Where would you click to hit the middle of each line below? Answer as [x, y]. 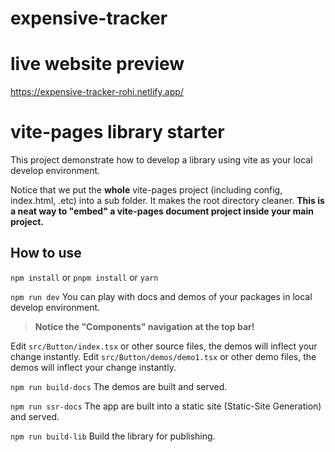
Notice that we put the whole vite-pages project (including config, [146, 190]
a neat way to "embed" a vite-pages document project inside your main [162, 211]
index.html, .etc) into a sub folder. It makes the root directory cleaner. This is [167, 201]
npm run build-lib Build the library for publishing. [113, 436]
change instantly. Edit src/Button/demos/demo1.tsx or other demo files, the [163, 356]
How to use [46, 253]
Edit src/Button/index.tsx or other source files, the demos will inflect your [164, 346]
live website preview [97, 64]
